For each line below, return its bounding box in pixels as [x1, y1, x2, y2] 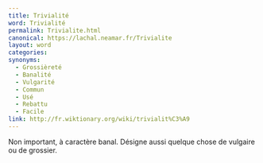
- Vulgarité [15, 78, 56, 86]
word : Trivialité [8, 19, 66, 27]
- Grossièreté [15, 64, 62, 72]
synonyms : [8, 56, 41, 64]
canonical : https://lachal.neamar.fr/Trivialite [8, 33, 172, 42]
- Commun [15, 85, 44, 94]
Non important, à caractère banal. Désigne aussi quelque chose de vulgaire [8, 137, 256, 146]
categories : [8, 49, 48, 56]
